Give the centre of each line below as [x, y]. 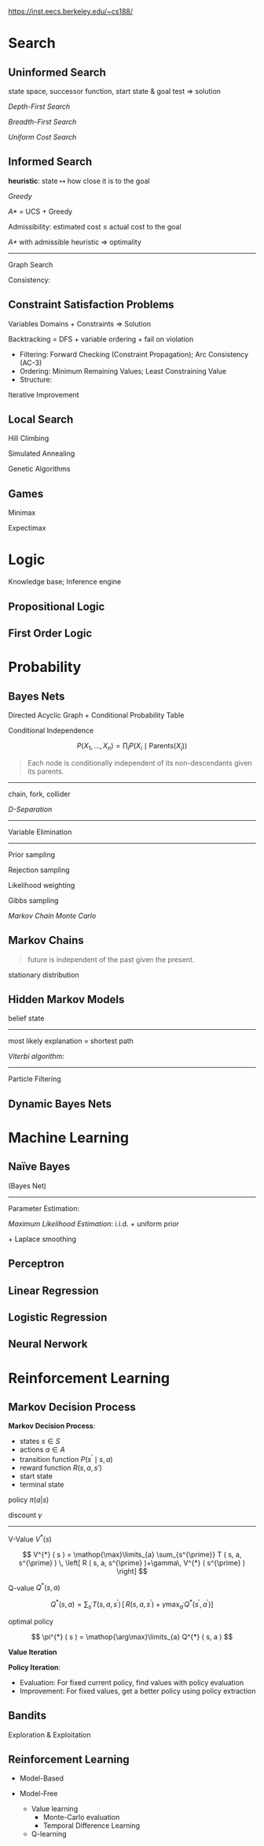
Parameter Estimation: [44, 1208]
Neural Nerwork [48, 1344]
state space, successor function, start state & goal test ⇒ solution [115, 91]
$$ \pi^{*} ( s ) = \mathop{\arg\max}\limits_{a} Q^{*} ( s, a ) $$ [132, 1636]
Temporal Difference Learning [91, 1825]
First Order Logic [50, 633]
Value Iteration [33, 1652]
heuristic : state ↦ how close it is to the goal [79, 181]
